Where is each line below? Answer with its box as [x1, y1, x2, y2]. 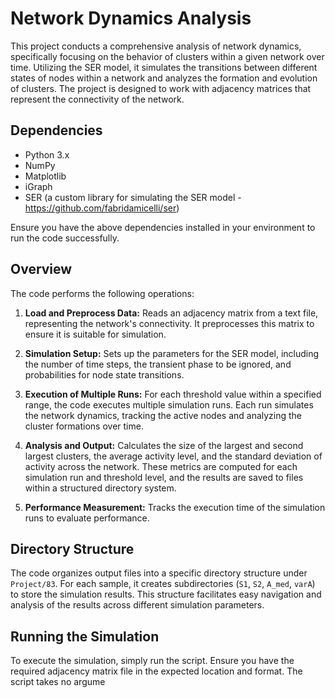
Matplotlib [24, 170, 67, 182]
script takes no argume [10, 676, 106, 688]
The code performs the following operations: [10, 287, 195, 299]
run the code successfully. [10, 232, 120, 244]
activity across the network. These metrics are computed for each [24, 460, 298, 472]
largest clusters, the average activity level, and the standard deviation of [24, 450, 323, 462]
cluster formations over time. [24, 420, 144, 432]
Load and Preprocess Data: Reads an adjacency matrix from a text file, [24, 307, 319, 319]
